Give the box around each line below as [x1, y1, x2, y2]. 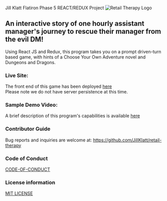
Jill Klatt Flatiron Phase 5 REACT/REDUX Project [5, 5, 104, 11]
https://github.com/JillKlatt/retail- [93, 137, 162, 143]
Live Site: [5, 72, 29, 79]
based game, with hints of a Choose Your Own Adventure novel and [5, 54, 146, 60]
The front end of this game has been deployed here [5, 83, 112, 89]
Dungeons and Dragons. [5, 59, 56, 65]
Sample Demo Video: [5, 102, 58, 109]
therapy [5, 142, 22, 148]
